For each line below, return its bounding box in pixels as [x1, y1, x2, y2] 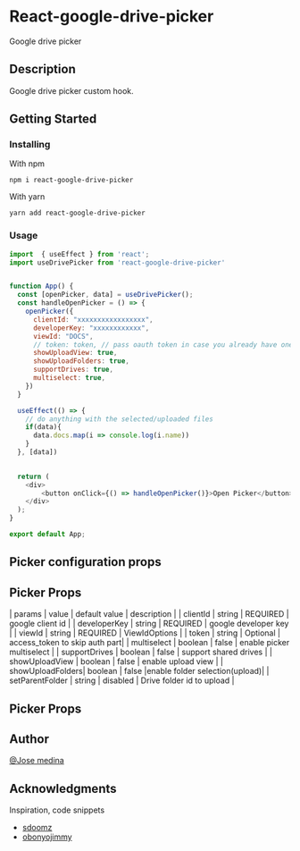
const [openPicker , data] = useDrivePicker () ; [17, 291, 194, 299]
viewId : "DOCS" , [32, 332, 94, 341]
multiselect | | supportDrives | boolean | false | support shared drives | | [9, 646, 272, 658]
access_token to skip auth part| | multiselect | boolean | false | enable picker [9, 637, 290, 648]
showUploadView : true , [32, 349, 118, 358]
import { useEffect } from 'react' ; [9, 249, 150, 258]
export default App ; [9, 530, 87, 539]
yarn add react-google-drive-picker [9, 208, 146, 218]
